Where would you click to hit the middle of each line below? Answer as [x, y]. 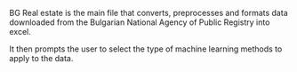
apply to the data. [41, 58]
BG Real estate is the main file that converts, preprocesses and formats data [148, 13]
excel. [20, 32]
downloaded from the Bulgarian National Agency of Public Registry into [140, 22]
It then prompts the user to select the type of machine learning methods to [146, 49]
